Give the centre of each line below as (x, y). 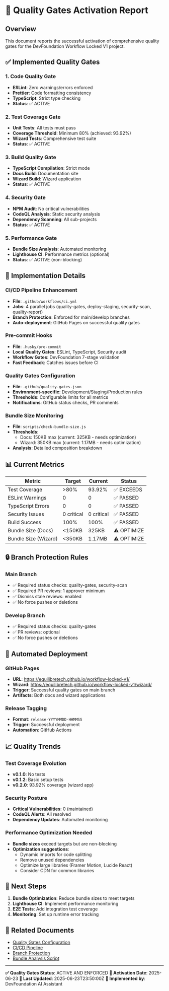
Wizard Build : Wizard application (47, 179)
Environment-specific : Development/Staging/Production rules (77, 392)
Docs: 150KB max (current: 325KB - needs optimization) (78, 437)
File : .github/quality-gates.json (47, 387)
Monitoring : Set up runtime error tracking (56, 914)
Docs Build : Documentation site (46, 174)
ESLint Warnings (27, 498)
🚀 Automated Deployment (47, 654)
